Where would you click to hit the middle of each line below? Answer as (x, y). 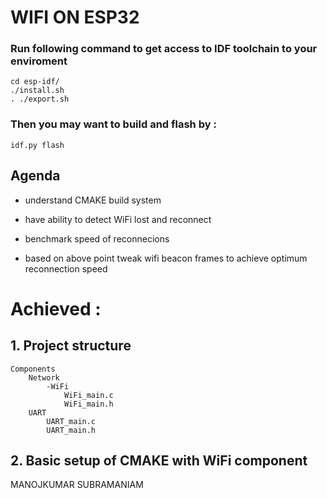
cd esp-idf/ (35, 82)
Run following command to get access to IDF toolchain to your (164, 49)
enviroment (39, 61)
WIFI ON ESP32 (75, 17)
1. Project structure (71, 346)
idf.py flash (37, 145)
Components (33, 369)
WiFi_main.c (88, 395)
